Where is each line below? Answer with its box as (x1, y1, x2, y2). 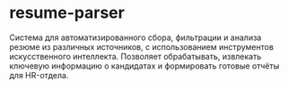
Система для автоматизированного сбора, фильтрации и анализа (9, 32, 262, 43)
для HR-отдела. (9, 69, 69, 80)
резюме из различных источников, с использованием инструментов (9, 41, 274, 52)
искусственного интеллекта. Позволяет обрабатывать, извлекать (9, 51, 262, 61)
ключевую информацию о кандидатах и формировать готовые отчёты (9, 61, 280, 71)
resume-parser (9, 3, 126, 23)
